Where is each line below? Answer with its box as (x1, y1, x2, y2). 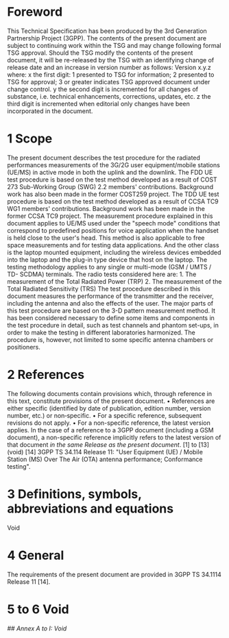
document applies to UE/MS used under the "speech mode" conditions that (7, 219, 221, 227)
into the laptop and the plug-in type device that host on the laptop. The (7, 255, 208, 264)
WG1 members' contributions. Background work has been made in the (7, 204, 206, 212)
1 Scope (7, 131, 53, 147)
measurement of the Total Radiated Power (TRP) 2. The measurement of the (7, 277, 222, 285)
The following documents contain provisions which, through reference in (7, 389, 213, 397)
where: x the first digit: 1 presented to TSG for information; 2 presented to (7, 70, 215, 79)
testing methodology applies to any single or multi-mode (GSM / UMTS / (7, 262, 212, 271)
